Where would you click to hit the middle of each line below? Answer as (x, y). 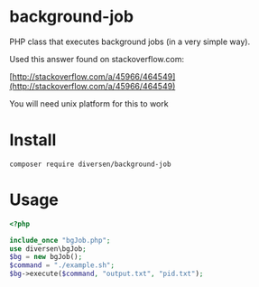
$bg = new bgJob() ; (46, 257)
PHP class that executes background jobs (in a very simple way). (130, 42)
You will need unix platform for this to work (89, 103)
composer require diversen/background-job (90, 164)
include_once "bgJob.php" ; (60, 240)
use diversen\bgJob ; (48, 249)
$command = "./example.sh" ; (62, 265)
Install (33, 140)
